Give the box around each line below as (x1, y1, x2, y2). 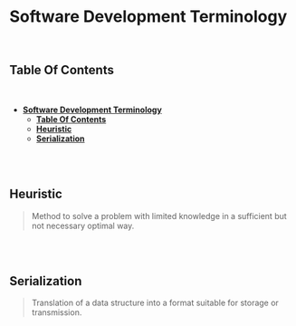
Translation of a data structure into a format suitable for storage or (31, 297, 279, 309)
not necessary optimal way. (31, 220, 135, 231)
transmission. (31, 307, 82, 318)
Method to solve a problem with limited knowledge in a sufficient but (31, 210, 287, 221)
